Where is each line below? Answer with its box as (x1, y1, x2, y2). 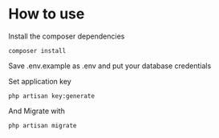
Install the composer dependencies (8, 31, 125, 41)
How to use (8, 5, 85, 23)
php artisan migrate (8, 121, 78, 129)
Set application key (8, 76, 72, 86)
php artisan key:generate (8, 91, 95, 100)
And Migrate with (8, 106, 66, 116)
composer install (8, 47, 67, 55)
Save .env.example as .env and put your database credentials (8, 61, 212, 71)
